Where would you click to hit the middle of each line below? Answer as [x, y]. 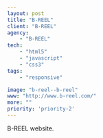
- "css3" [32, 65]
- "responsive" [41, 77]
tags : [15, 71]
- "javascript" [41, 58]
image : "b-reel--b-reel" [43, 90]
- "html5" [34, 52]
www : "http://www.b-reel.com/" [52, 96]
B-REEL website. [31, 128]
